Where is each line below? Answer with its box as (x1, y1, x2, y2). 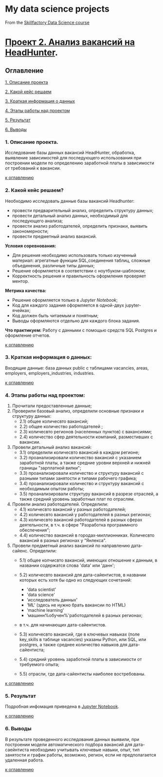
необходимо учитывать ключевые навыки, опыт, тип (30, 747, 140, 753)
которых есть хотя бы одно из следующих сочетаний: (19, 577, 132, 583)
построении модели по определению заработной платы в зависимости (5, 160, 155, 166)
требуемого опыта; (19, 661, 60, 667)
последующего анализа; (12, 218, 63, 224)
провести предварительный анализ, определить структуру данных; (12, 207, 154, 213)
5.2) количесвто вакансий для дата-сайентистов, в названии (19, 572, 146, 578)
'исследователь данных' (26, 597, 78, 603)
